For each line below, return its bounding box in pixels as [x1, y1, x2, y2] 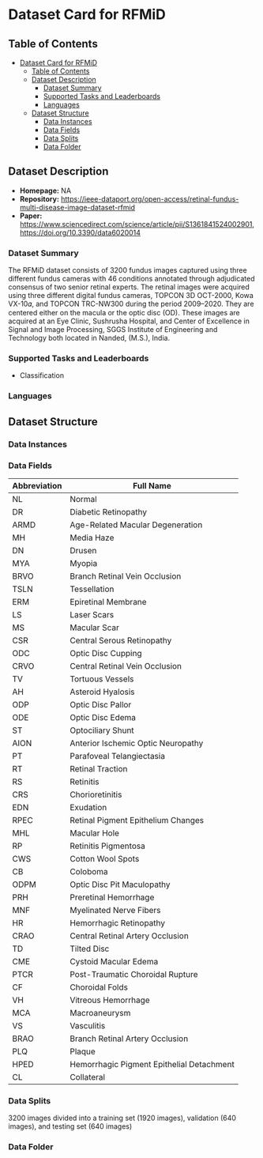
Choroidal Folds [70, 982, 129, 993]
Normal [70, 493, 97, 504]
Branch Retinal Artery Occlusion [70, 1033, 189, 1044]
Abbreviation [12, 480, 62, 491]
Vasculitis [70, 1020, 106, 1031]
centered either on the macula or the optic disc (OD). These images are [8, 308, 241, 318]
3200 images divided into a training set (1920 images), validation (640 [8, 1113, 237, 1123]
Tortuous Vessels [70, 673, 134, 685]
